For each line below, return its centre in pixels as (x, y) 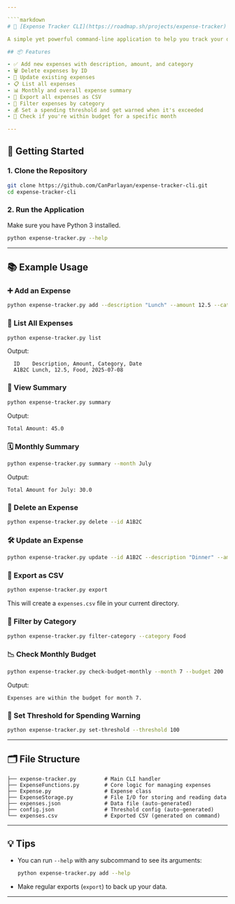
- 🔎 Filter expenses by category (56, 103)
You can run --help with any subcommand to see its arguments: (109, 861)
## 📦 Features (29, 52)
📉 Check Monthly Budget (52, 655)
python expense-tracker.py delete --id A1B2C (74, 522)
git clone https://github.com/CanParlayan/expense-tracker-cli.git (108, 185)
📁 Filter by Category (42, 622)
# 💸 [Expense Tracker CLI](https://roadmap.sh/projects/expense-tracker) (117, 26)
